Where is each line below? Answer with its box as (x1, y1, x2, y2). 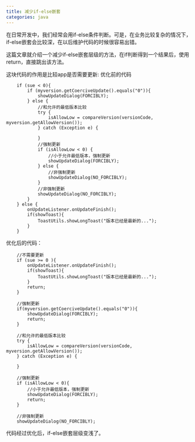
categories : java (6, 14, 49, 20)
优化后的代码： (6, 239, 42, 246)
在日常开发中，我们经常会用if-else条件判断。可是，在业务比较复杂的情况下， (6, 31, 191, 38)
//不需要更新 (16, 252, 44, 258)
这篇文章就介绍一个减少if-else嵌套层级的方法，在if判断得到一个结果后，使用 (6, 51, 190, 58)
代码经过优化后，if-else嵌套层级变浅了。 (6, 429, 104, 436)
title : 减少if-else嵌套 (6, 8, 60, 15)
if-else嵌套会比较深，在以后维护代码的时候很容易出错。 (6, 38, 140, 45)
